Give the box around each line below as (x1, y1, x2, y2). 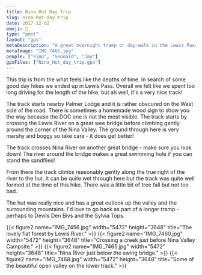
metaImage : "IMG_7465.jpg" (6, 48, 74, 54)
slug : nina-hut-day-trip (6, 14, 69, 20)
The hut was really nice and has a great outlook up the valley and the (6, 199, 177, 206)
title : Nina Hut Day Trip (6, 8, 71, 15)
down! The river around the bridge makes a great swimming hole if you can (6, 150, 192, 157)
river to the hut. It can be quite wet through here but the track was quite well (6, 175, 195, 182)
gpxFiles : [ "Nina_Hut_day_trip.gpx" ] (6, 59, 101, 65)
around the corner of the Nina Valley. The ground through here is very (6, 126, 179, 133)
